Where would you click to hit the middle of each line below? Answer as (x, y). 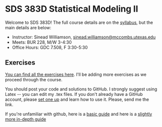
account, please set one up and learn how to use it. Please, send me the (77, 99)
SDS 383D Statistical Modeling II (72, 9)
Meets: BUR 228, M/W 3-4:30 (42, 42)
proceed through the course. (34, 79)
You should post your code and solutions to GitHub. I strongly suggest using (81, 89)
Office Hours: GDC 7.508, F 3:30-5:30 (50, 47)
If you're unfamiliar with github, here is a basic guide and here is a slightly (79, 114)
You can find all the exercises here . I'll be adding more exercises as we (76, 74)
